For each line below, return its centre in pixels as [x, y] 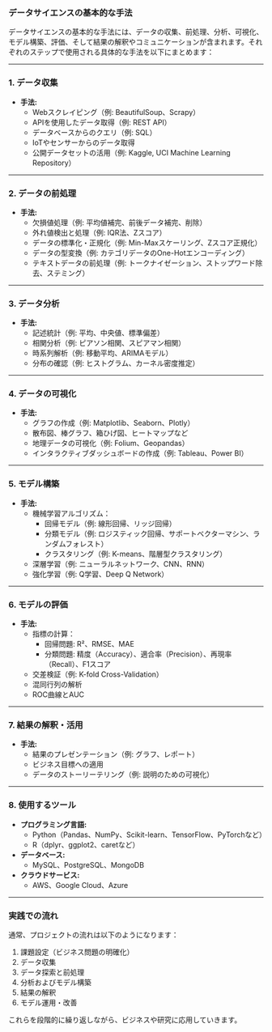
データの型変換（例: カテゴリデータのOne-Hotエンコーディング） [140, 253]
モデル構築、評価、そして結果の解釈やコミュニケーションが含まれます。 [128, 42]
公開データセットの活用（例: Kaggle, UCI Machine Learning [131, 152]
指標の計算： [53, 634]
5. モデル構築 [34, 484]
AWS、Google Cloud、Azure [80, 885]
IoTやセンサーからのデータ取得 [83, 142]
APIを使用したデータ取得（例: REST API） [102, 122]
